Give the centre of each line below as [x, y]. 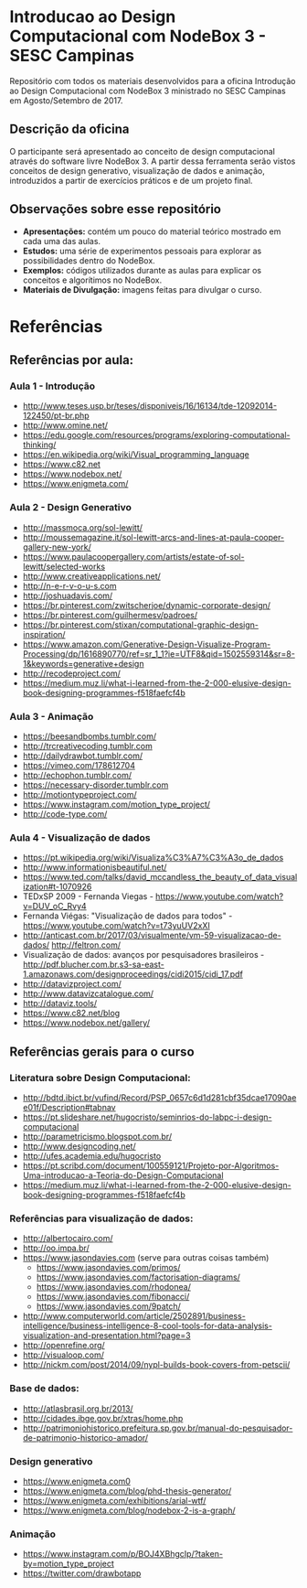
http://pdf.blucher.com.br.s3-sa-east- [93, 965]
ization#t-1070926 [57, 887]
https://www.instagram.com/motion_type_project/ [116, 805]
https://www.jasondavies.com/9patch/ [108, 1306]
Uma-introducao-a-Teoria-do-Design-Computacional [123, 1175]
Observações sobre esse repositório [116, 209]
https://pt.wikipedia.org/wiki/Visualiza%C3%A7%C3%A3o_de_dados [153, 858]
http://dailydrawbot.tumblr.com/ [83, 756]
